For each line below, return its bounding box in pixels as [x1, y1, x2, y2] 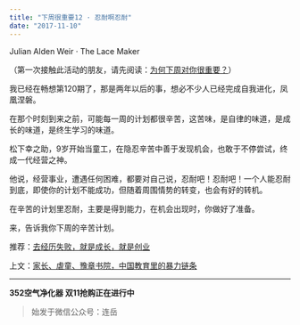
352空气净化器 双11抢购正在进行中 [9, 287, 135, 298]
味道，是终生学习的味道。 [24, 124, 119, 134]
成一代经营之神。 [9, 154, 72, 165]
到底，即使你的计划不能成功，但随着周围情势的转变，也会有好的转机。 [9, 184, 268, 195]
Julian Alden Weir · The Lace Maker [9, 45, 140, 56]
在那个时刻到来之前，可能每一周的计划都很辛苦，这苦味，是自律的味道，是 [9, 113, 283, 124]
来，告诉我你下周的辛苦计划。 [9, 222, 119, 232]
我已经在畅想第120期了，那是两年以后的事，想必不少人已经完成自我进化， [9, 83, 281, 93]
